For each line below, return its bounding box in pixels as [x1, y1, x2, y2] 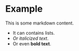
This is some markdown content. [5, 20, 74, 26]
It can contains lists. [12, 30, 55, 36]
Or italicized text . [12, 35, 49, 41]
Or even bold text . [12, 40, 51, 46]
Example [5, 3, 43, 15]
